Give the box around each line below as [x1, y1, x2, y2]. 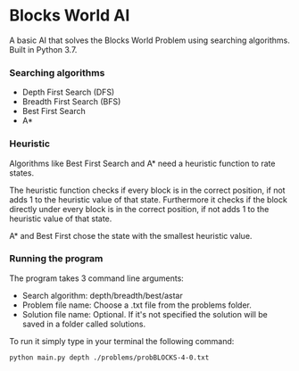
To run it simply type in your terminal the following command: [9, 335, 235, 346]
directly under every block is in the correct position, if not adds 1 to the [9, 203, 270, 214]
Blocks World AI [9, 5, 130, 26]
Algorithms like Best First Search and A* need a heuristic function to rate [9, 158, 276, 169]
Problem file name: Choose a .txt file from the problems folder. [21, 300, 252, 310]
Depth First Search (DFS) [21, 87, 115, 98]
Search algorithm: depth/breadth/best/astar [21, 290, 183, 301]
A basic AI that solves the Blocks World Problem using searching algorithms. [9, 35, 290, 45]
